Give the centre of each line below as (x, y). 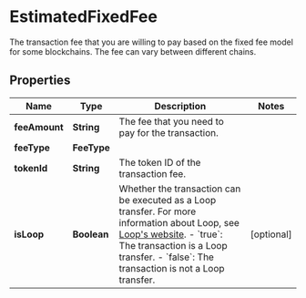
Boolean (91, 234)
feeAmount (39, 127)
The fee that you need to (172, 121)
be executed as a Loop (168, 200)
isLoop (29, 234)
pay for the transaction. (168, 132)
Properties (40, 81)
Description (180, 106)
